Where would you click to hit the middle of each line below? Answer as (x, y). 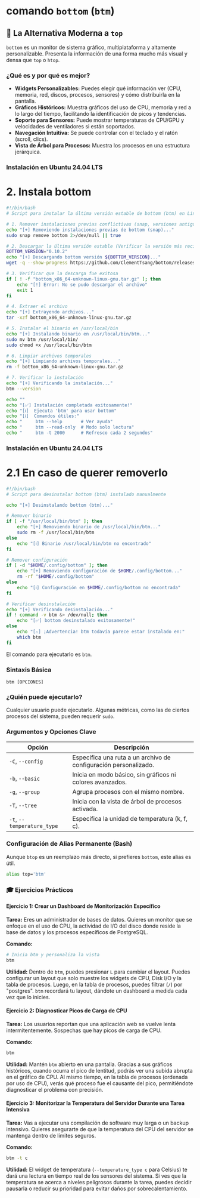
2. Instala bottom (49, 192)
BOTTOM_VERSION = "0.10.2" (37, 252)
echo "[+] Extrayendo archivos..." (50, 312)
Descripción (132, 747)
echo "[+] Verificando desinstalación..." (60, 609)
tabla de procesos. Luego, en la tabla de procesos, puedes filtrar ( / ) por (94, 984)
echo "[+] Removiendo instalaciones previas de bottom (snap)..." (90, 230)
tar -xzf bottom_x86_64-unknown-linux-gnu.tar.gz (69, 318)
